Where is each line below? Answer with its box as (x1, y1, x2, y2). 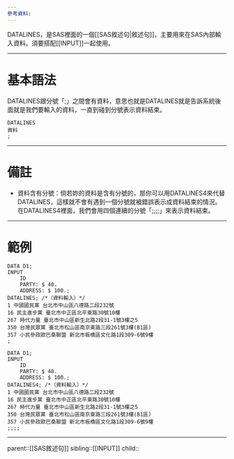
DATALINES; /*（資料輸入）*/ (7, 295, 86, 302)
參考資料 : (7, 10, 31, 17)
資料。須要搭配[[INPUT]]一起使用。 (13, 39, 115, 47)
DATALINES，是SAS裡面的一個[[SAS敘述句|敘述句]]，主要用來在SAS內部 (7, 30, 216, 38)
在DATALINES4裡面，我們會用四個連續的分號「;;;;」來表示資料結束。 (17, 206, 214, 214)
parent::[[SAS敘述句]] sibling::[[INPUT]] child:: (7, 444, 139, 453)
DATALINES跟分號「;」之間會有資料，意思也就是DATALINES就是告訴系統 (7, 97, 215, 105)
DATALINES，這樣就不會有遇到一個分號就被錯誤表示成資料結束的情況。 (17, 198, 221, 206)
